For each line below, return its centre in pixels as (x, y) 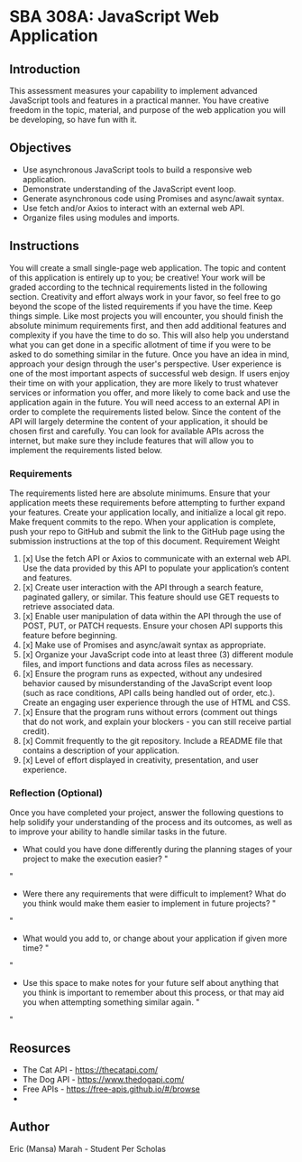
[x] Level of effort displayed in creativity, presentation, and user (140, 759)
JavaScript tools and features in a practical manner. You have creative (139, 100)
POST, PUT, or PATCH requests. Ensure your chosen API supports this (153, 626)
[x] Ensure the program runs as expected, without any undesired (142, 674)
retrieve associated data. (69, 606)
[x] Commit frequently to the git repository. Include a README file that (152, 740)
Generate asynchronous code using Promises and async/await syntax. (153, 198)
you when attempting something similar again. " (111, 1002)
